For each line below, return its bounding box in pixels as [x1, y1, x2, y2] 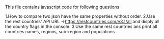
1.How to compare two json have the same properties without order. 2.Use [5, 13, 156, 19]
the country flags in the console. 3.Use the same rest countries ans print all [5, 24, 157, 29]
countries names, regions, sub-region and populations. [5, 29, 116, 34]
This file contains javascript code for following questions [5, 4, 119, 10]
